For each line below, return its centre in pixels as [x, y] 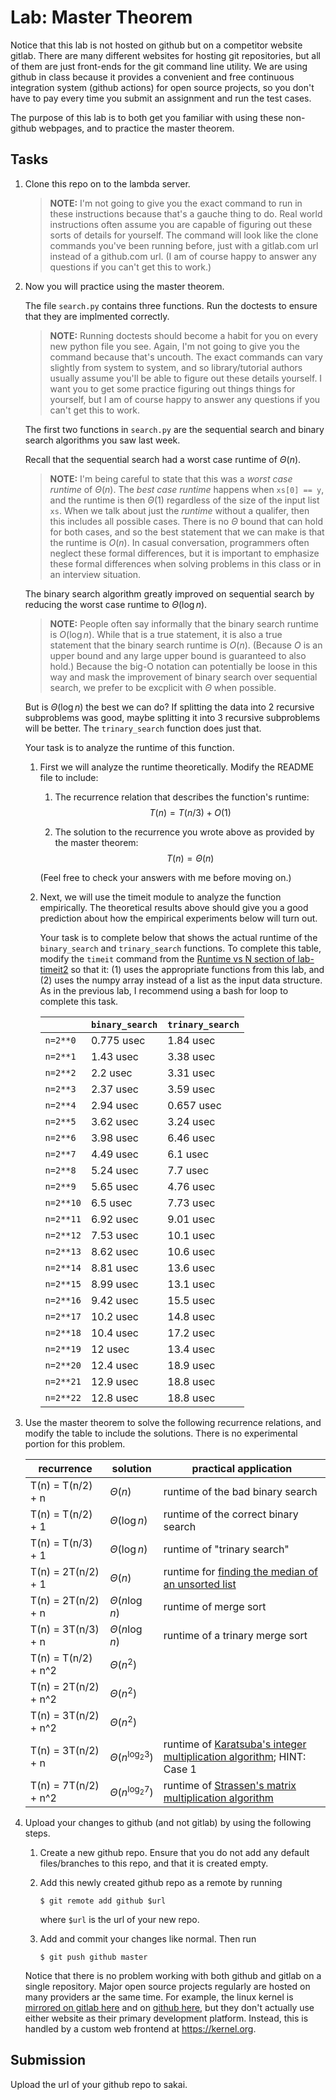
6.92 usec [114, 1219]
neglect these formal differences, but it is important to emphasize [184, 553]
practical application [242, 1468]
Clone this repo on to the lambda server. [107, 183]
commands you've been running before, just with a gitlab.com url [184, 245]
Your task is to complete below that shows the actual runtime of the [178, 937]
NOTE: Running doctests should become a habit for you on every [184, 335]
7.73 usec [191, 1203]
